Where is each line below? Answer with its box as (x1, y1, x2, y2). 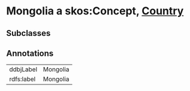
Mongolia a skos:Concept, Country (6, 4, 184, 18)
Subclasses (6, 28, 51, 38)
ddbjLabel (9, 65, 38, 74)
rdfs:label (9, 75, 36, 83)
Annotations (6, 48, 54, 58)
